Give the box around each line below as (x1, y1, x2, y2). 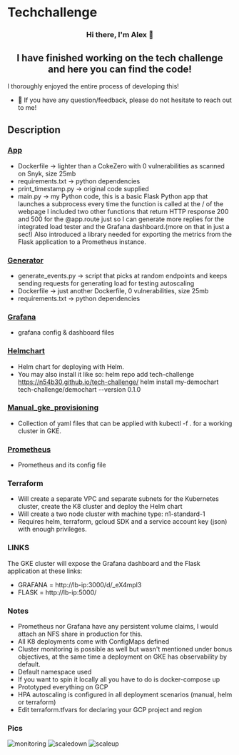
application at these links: (7, 567, 83, 575)
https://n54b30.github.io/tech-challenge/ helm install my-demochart (17, 377, 219, 386)
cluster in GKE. (17, 426, 62, 435)
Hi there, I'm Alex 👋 (86, 30, 154, 40)
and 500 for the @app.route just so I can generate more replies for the (17, 215, 225, 223)
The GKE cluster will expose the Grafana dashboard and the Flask (7, 559, 201, 567)
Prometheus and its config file (17, 461, 106, 470)
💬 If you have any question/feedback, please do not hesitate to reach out (17, 96, 232, 104)
